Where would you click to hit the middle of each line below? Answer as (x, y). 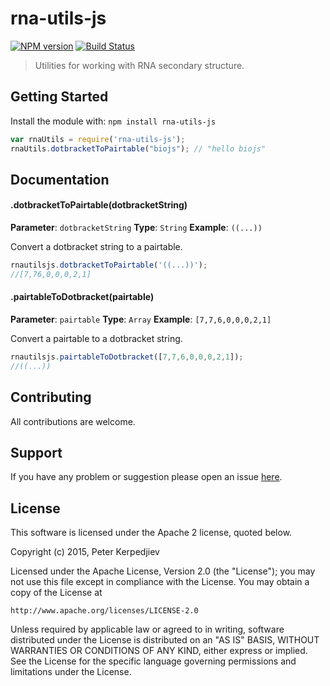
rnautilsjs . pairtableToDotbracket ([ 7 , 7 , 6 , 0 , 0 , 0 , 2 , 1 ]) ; (127, 357)
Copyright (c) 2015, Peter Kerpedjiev (85, 552)
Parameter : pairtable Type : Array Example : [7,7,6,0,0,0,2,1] (141, 319)
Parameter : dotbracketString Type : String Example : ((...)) (136, 228)
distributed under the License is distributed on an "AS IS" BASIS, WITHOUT (165, 640)
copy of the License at (56, 593)
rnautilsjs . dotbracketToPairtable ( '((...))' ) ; (109, 265)
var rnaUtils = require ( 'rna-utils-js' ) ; (98, 139)
